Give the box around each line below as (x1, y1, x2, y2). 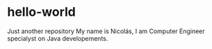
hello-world (7, 4, 76, 20)
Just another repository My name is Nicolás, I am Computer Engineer (7, 27, 205, 35)
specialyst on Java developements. (7, 34, 108, 42)
